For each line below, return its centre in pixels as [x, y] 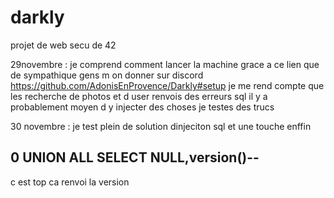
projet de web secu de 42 [63, 45]
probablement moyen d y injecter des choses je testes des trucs [142, 107]
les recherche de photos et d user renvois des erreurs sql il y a [139, 96]
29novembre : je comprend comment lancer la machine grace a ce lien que [165, 64]
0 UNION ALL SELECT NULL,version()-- [135, 157]
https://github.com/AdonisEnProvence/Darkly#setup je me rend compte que [167, 85]
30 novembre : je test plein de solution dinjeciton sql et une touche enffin [161, 126]
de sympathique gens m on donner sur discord [107, 75]
